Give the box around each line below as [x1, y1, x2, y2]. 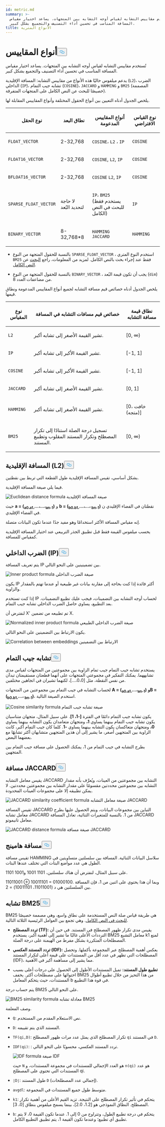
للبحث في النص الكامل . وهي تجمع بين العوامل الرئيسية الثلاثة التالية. [5, 918, 128, 923]
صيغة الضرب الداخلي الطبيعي [79, 620, 134, 626]
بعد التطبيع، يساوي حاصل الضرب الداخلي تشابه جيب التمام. [5, 601, 113, 607]
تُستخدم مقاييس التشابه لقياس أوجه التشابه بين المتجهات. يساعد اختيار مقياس [5, 63, 146, 69]
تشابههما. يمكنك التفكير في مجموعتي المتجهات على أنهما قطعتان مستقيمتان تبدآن [5, 672, 154, 678]
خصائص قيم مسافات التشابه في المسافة [35, 311, 119, 318]
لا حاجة [60, 198, 75, 205]
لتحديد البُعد [60, 204, 84, 211]
